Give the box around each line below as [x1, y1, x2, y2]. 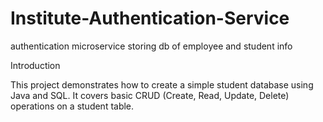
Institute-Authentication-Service [10, 7, 290, 30]
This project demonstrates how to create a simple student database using [10, 78, 314, 91]
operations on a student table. [10, 100, 135, 112]
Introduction [10, 59, 61, 71]
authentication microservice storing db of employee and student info [10, 40, 293, 52]
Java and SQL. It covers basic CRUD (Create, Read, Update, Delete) [10, 89, 290, 101]
